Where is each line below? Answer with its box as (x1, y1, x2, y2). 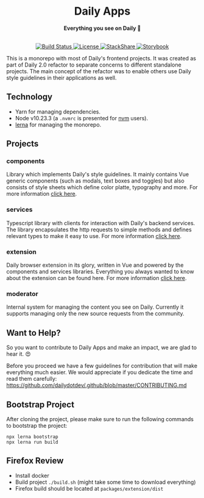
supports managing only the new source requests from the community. (6, 310, 185, 317)
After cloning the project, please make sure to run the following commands (6, 415, 194, 422)
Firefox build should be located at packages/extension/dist (15, 485, 164, 492)
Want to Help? (6, 328, 61, 338)
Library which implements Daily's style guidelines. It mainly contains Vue (6, 171, 189, 178)
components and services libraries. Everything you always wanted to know (6, 268, 194, 275)
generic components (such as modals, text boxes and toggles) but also (6, 177, 185, 184)
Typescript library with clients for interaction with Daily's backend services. (6, 219, 195, 226)
